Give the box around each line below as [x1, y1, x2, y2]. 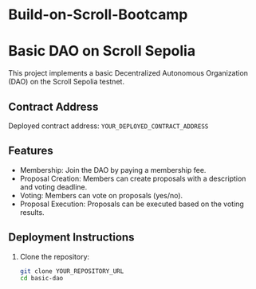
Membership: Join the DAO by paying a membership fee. [19, 165, 207, 174]
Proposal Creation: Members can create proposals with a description [19, 174, 246, 183]
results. [19, 207, 45, 217]
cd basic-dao [19, 275, 64, 283]
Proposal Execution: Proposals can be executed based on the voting [19, 199, 245, 209]
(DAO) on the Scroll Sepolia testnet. [8, 77, 125, 87]
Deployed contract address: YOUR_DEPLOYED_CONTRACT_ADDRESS [8, 121, 209, 131]
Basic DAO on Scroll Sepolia [8, 42, 196, 61]
